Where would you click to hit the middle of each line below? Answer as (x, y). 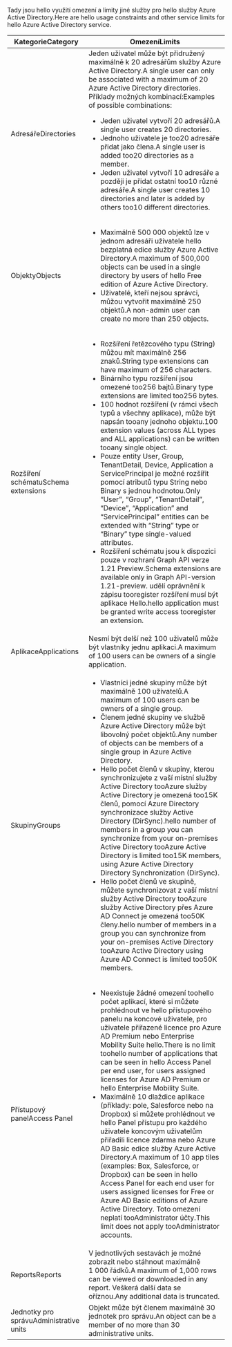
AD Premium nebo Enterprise (147, 1036)
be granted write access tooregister (158, 612)
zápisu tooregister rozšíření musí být (159, 594)
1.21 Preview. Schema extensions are (161, 568)
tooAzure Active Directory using (152, 950)
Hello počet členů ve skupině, (148, 881)
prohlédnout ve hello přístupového (156, 1010)
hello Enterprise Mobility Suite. (149, 1088)
